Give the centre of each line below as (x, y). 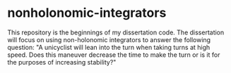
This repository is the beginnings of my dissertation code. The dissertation (116, 32)
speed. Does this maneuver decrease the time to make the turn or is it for (114, 55)
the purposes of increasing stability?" (62, 62)
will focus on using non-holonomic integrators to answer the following (109, 39)
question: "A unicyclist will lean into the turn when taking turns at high (109, 47)
